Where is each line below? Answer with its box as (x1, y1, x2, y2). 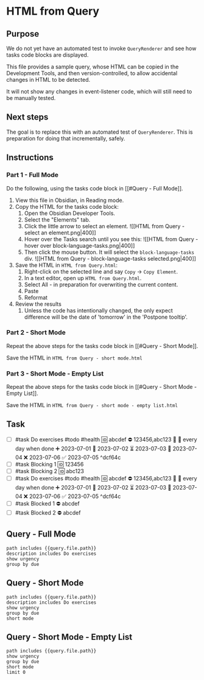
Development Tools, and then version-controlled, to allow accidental (6, 70, 178, 77)
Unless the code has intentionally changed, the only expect (24, 306, 174, 314)
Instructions (6, 153, 54, 163)
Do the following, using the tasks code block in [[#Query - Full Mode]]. (6, 184, 184, 192)
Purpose (6, 29, 40, 39)
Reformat (24, 294, 47, 301)
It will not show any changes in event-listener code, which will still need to (6, 88, 192, 95)
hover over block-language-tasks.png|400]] (24, 242, 135, 249)
